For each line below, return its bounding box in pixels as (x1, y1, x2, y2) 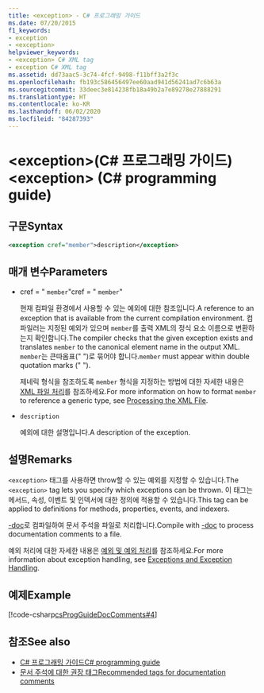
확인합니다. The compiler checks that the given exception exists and (34, 333, 254, 343)
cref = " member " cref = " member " (19, 287, 123, 296)
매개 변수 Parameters (8, 265, 109, 279)
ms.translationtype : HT (8, 93, 87, 101)
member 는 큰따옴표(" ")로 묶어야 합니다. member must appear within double (19, 351, 250, 361)
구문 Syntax (8, 219, 63, 233)
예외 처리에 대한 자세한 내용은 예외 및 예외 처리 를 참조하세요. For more (8, 546, 224, 556)
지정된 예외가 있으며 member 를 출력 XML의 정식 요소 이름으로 (47, 323, 234, 332)
